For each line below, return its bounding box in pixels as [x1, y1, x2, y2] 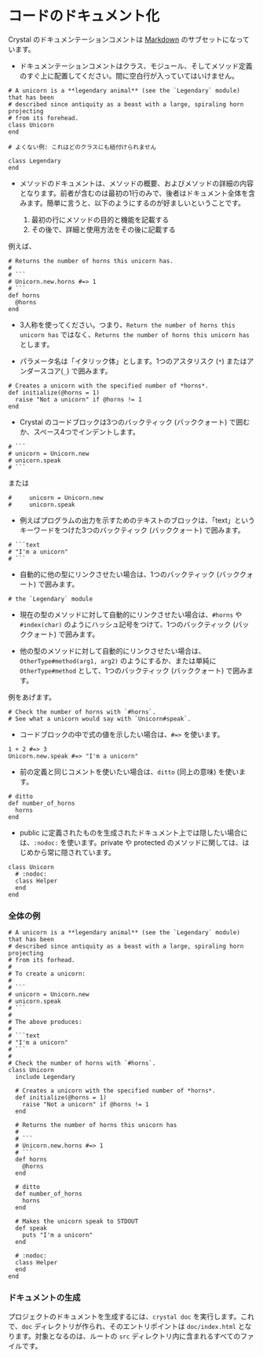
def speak [15, 1224, 47, 1232]
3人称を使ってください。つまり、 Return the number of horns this [19, 320, 236, 329]
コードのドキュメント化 [8, 7, 160, 25]
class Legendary [8, 156, 61, 165]
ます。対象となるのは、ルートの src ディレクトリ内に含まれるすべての [14, 1331, 241, 1341]
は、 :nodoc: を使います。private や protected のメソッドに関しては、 [19, 838, 243, 847]
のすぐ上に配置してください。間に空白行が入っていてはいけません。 [19, 71, 239, 80]
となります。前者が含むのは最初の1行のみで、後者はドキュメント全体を [19, 188, 249, 197]
